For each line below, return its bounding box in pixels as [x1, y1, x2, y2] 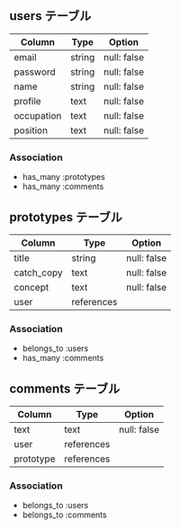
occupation [13, 109, 62, 121]
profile [13, 94, 42, 107]
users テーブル [9, 8, 92, 24]
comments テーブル [9, 381, 121, 396]
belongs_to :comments [22, 509, 107, 520]
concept [13, 281, 49, 293]
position [13, 124, 48, 137]
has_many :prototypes [22, 172, 105, 183]
